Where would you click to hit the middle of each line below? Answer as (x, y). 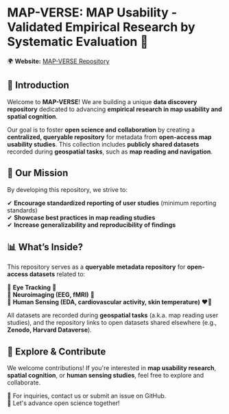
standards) (22, 210)
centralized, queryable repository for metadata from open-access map (109, 137)
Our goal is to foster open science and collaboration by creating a (101, 130)
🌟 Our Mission (38, 173)
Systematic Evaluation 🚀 (78, 42)
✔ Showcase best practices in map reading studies (81, 217)
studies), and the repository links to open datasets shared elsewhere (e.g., (112, 323)
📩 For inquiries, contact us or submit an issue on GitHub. (87, 396)
